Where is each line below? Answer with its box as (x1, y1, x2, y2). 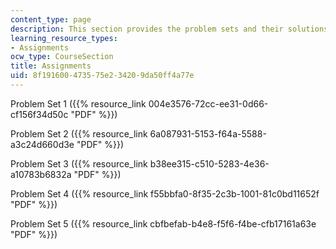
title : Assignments (10, 61, 92, 71)
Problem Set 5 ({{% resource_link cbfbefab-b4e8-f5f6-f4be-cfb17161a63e (10, 217, 317, 230)
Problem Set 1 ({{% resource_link (10, 97, 147, 110)
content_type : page (10, 14, 92, 25)
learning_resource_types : (10, 33, 118, 43)
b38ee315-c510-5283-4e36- (149, 157, 270, 170)
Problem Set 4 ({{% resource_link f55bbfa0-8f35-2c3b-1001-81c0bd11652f (10, 187, 320, 200)
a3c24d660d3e (10, 138, 75, 150)
